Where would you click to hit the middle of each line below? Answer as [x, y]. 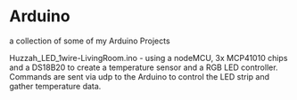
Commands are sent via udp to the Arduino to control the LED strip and [140, 76]
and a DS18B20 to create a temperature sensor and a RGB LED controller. [144, 67]
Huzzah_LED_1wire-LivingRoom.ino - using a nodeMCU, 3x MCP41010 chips [148, 58]
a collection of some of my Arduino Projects [90, 41]
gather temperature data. [55, 86]
